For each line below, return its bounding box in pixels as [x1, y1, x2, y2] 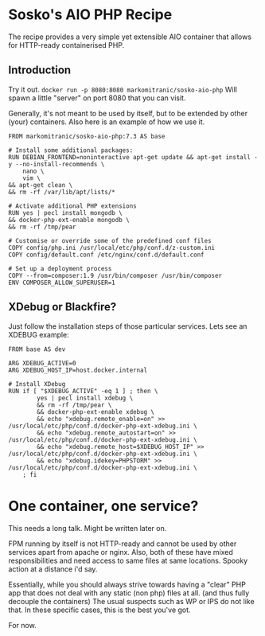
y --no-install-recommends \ [8, 160, 105, 168]
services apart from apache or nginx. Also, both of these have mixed [8, 547, 233, 556]
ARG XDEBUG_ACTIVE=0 [8, 359, 77, 367]
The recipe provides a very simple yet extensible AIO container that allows [8, 32, 252, 41]
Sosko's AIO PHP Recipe [8, 6, 173, 24]
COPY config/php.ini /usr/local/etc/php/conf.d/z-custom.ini [8, 244, 216, 252]
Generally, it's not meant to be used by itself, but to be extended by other [8, 108, 248, 118]
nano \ [22, 167, 45, 175]
